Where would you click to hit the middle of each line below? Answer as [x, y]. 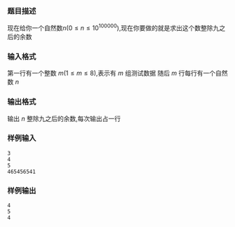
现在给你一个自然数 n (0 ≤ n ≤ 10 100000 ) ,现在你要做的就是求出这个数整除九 [113, 27]
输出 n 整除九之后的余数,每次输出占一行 [64, 118]
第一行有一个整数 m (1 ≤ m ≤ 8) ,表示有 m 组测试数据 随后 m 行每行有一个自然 [117, 73]
